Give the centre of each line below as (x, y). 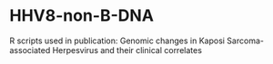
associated (30, 50)
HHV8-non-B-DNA (82, 16)
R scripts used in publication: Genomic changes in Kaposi (117, 41)
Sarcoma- (245, 41)
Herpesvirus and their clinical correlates (127, 50)
